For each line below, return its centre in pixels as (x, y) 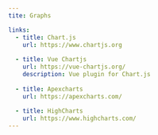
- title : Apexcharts (49, 89)
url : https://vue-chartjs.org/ (74, 67)
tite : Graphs (30, 15)
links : (19, 30)
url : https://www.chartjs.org (73, 44)
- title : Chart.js (46, 37)
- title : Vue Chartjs (51, 60)
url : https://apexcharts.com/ (73, 96)
